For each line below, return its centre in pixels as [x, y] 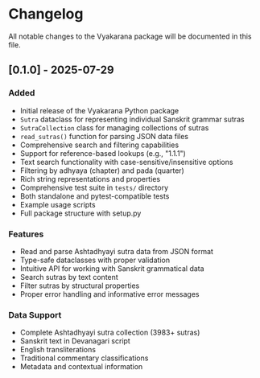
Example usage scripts [58, 204]
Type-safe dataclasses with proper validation [95, 260]
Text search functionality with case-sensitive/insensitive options [126, 162]
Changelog [46, 14]
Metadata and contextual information [81, 367]
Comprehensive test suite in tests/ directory [94, 187]
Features [26, 234]
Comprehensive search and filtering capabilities [99, 145]
